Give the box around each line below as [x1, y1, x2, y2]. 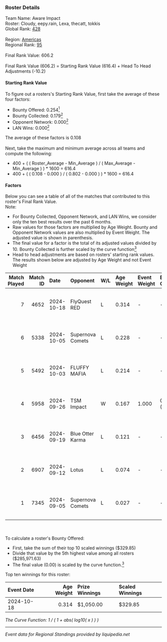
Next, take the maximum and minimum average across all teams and [5, 145, 145, 151]
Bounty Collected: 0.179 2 [12, 112, 63, 119]
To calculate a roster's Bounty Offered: [5, 535, 84, 541]
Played [7, 280, 24, 287]
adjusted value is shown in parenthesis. [12, 235, 93, 241]
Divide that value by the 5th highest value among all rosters [12, 550, 134, 556]
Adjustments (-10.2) [5, 68, 46, 74]
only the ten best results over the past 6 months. [12, 219, 112, 225]
